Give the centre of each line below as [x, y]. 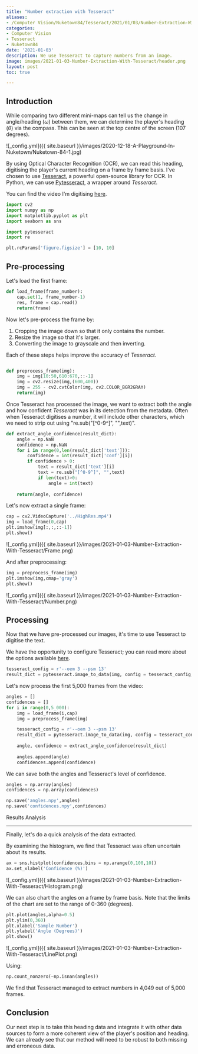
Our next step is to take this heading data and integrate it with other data [94, 1027]
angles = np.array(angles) [39, 784]
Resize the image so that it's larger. [57, 337]
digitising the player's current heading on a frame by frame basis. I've [90, 170]
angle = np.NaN [35, 439]
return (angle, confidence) [50, 494]
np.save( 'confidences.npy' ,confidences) [57, 806]
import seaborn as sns [34, 221]
